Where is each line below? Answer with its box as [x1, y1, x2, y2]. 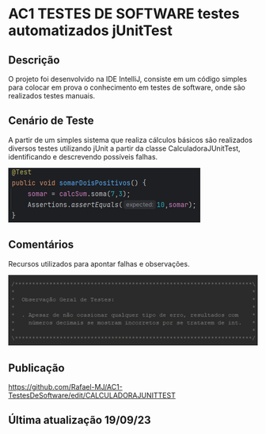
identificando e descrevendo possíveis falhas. [8, 152, 158, 161]
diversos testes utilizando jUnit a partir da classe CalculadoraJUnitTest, [8, 144, 241, 153]
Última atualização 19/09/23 [8, 413, 152, 427]
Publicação [8, 361, 65, 374]
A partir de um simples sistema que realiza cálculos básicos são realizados [8, 135, 253, 144]
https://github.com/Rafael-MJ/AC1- [8, 382, 123, 391]
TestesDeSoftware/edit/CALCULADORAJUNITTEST [8, 390, 176, 400]
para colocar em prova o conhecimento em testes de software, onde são [8, 83, 245, 92]
